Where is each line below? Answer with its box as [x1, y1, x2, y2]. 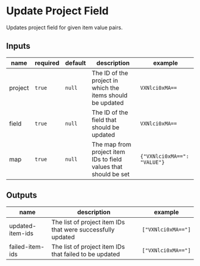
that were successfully [51, 225, 115, 233]
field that [91, 115, 117, 124]
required [35, 58, 60, 67]
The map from [91, 140, 132, 148]
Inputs [6, 41, 31, 51]
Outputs [6, 190, 37, 201]
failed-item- [9, 242, 45, 251]
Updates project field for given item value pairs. [6, 24, 123, 31]
